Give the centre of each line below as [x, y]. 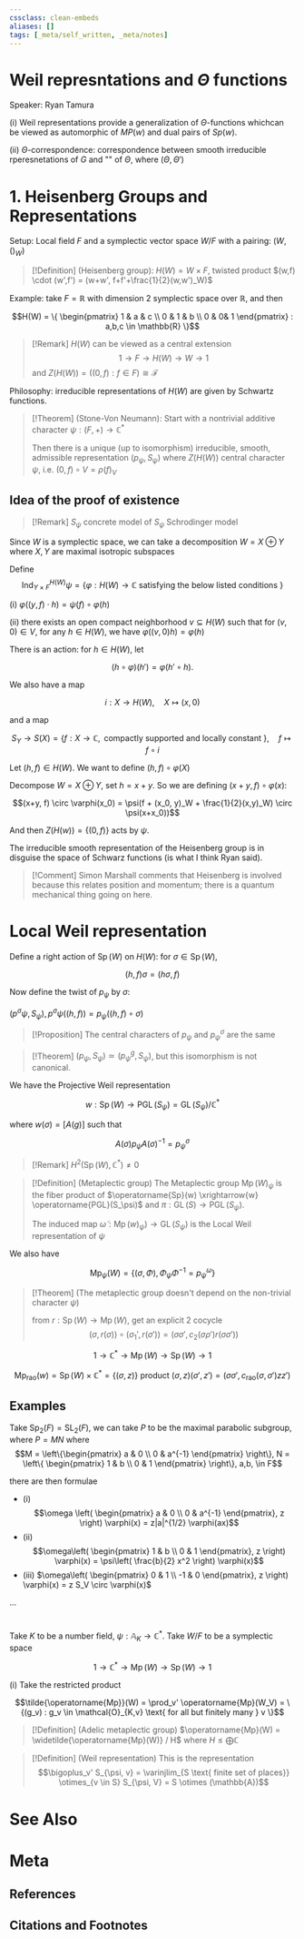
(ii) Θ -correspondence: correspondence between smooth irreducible [138, 150]
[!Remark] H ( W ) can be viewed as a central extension [132, 344]
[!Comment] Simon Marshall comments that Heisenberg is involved [157, 876]
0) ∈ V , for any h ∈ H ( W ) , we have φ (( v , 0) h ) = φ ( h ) [107, 632]
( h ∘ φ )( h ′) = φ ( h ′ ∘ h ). [152, 667]
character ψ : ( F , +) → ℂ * [78, 429]
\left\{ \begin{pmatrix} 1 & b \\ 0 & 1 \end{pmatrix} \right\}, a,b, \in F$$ [152, 1464]
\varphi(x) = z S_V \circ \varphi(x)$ [87, 1585]
